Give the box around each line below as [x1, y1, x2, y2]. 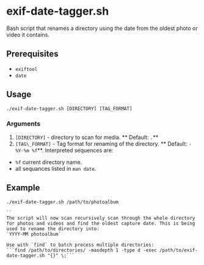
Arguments [6, 119, 41, 128]
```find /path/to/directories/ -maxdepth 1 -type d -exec [6, 247, 157, 253]
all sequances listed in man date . [15, 165, 97, 172]
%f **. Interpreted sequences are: [31, 146, 114, 154]
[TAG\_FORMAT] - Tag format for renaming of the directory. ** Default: [15, 140, 188, 147]
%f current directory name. [15, 158, 82, 166]
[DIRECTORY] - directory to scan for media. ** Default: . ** [15, 133, 159, 141]
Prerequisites [6, 49, 59, 59]
